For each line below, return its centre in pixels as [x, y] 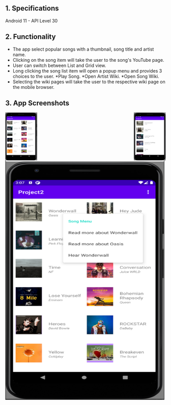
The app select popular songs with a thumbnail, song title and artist [83, 49]
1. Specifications [32, 8]
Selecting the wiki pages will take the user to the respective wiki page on [89, 82]
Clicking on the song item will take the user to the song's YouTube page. [88, 60]
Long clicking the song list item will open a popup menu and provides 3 [87, 70]
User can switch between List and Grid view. [59, 65]
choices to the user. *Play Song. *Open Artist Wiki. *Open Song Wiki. [86, 76]
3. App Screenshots [37, 103]
